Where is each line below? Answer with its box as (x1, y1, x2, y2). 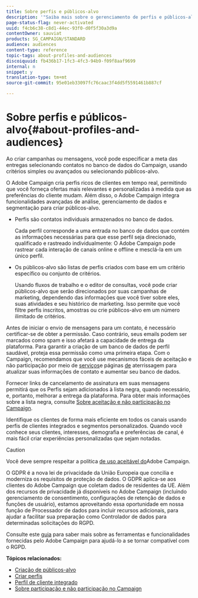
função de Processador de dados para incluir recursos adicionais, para (6, 506, 179, 514)
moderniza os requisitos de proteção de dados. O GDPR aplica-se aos (6, 475, 177, 482)
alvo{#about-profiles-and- (6, 123, 140, 136)
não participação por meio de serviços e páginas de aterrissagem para (6, 361, 177, 369)
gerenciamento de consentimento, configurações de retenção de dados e (6, 494, 186, 501)
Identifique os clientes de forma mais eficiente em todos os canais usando (6, 416, 187, 423)
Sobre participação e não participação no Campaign (14, 585, 142, 592)
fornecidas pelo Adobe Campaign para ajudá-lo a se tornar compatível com (6, 537, 190, 544)
